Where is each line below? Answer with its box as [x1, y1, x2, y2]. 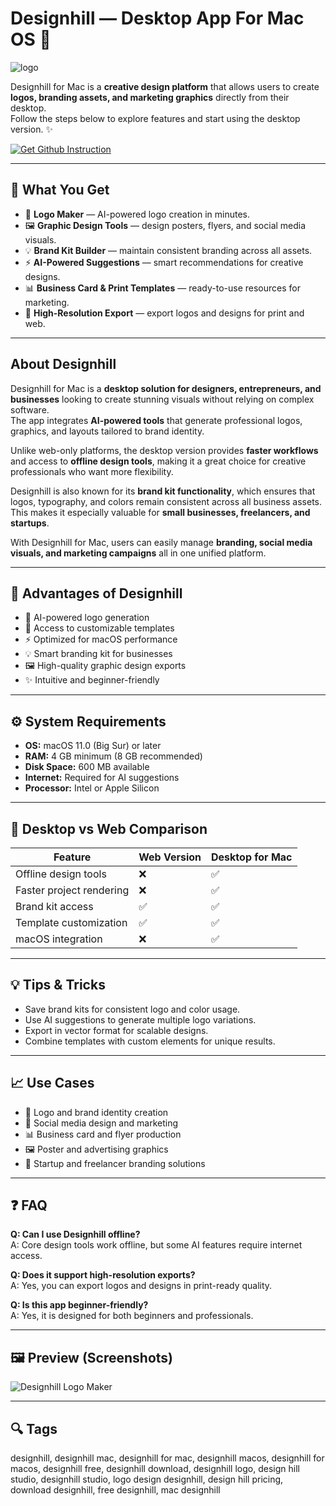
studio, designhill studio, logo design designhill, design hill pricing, [10, 1473, 284, 1486]
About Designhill [10, 356, 117, 373]
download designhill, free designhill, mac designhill [10, 1484, 221, 1496]
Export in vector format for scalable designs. [24, 1024, 209, 1036]
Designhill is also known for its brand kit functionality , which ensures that [10, 485, 316, 497]
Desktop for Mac [211, 850, 293, 864]
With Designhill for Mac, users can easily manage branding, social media [10, 536, 313, 548]
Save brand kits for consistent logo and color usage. [24, 1003, 241, 1015]
